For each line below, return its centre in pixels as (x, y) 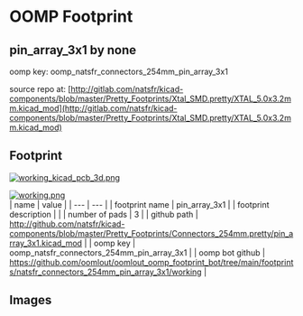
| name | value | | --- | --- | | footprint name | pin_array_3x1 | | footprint (139, 204)
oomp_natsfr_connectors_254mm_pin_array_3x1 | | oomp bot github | (138, 252)
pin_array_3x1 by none (73, 50)
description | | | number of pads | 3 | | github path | (104, 214)
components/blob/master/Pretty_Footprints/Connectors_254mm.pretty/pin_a (151, 233)
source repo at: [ (40, 89)
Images (31, 300)
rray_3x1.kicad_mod (46, 243)
